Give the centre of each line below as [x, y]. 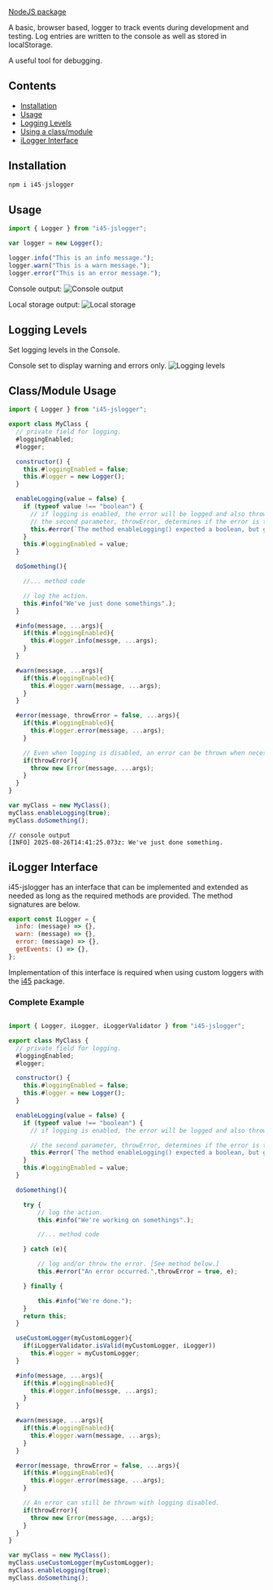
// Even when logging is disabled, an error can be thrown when [134, 753]
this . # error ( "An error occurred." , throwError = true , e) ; [138, 1272]
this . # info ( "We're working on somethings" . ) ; [116, 1220]
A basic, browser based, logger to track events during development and [129, 27]
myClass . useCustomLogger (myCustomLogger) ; [81, 1563]
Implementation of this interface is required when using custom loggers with [136, 972]
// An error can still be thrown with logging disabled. [121, 1503]
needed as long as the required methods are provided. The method [121, 895]
